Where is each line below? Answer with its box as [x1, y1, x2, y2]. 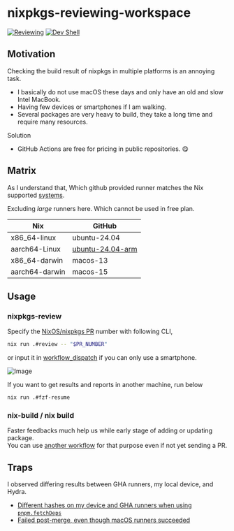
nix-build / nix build [7, 410, 75, 420]
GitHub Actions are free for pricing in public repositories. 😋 [17, 145, 189, 153]
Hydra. [7, 488, 27, 496]
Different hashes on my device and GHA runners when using [17, 501, 192, 509]
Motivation [7, 48, 56, 60]
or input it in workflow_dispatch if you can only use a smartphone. [7, 354, 197, 362]
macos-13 [72, 255, 108, 265]
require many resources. [17, 117, 89, 126]
